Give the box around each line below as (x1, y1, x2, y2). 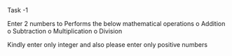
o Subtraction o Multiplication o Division (7, 27, 123, 35)
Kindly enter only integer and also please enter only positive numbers (7, 41, 208, 48)
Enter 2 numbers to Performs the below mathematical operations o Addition (7, 20, 226, 27)
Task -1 (7, 6, 29, 14)
